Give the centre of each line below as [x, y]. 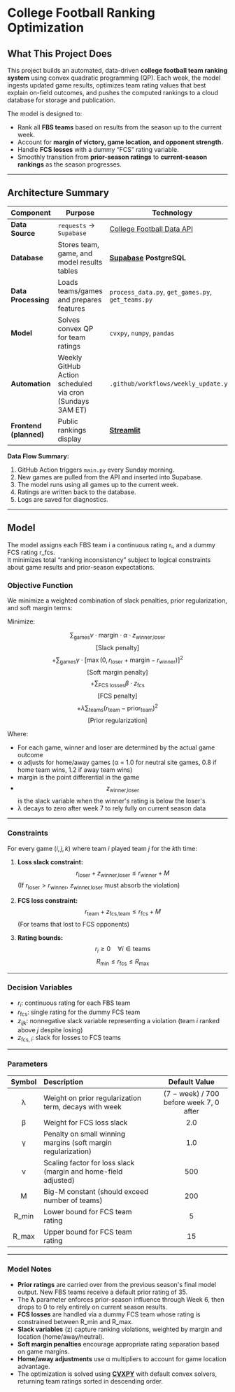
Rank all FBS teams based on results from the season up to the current [120, 127]
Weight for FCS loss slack [85, 1123]
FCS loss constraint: [48, 901]
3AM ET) [72, 409]
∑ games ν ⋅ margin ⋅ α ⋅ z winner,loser [117, 636]
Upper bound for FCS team [88, 1232]
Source [23, 233]
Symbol [24, 1082]
